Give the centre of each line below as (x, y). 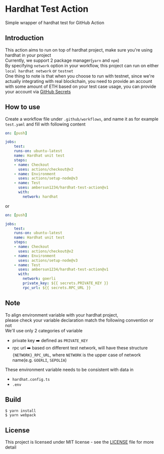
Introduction (25, 38)
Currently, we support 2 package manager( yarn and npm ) (62, 60)
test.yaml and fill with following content (45, 124)
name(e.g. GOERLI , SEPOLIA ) (40, 360)
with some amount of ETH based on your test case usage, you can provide (81, 86)
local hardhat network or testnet (39, 71)
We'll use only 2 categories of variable (44, 330)
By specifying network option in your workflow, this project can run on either (82, 65)
